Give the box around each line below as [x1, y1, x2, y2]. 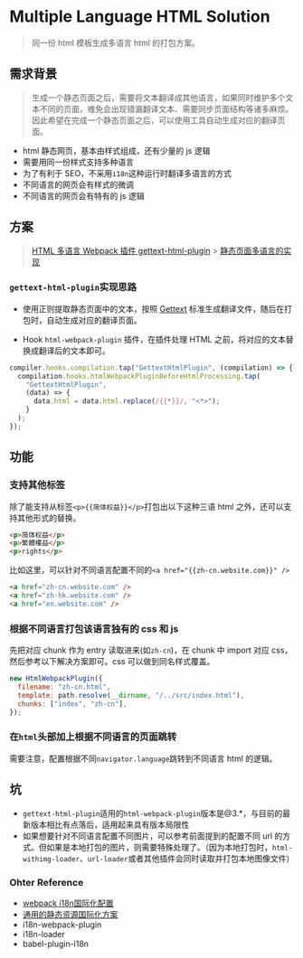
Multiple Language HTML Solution [9, 6, 270, 27]
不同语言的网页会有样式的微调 [22, 179, 134, 190]
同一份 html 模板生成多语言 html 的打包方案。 [31, 37, 201, 48]
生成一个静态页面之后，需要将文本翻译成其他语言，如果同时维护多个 [31, 92, 286, 103]
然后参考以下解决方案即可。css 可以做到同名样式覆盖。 [9, 656, 215, 667]
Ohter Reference [9, 876, 84, 888]
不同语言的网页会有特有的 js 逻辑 [22, 190, 145, 201]
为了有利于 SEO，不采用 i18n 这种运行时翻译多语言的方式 [22, 167, 232, 178]
